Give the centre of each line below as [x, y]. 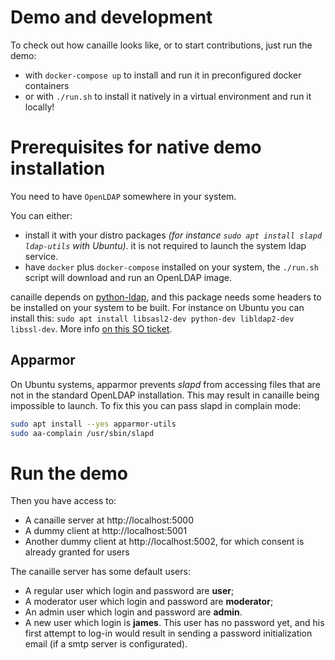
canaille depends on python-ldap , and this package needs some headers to [166, 297]
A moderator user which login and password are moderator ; [149, 602]
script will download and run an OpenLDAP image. [128, 277]
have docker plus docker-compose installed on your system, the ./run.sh [171, 267]
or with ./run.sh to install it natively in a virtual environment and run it [168, 96]
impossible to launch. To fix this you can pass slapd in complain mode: [156, 405]
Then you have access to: [63, 501]
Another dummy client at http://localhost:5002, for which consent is [164, 542]
